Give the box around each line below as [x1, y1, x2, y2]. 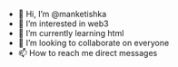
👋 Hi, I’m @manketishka [17, 9, 107, 19]
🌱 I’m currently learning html [17, 28, 124, 38]
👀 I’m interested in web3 [17, 18, 109, 29]
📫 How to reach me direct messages [17, 48, 158, 58]
